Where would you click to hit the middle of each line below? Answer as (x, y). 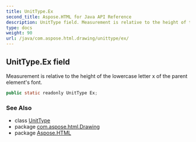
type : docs (19, 28)
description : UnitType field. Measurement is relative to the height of (96, 22)
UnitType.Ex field (38, 62)
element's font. (24, 82)
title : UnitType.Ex (30, 11)
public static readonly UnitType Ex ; (52, 93)
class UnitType (32, 120)
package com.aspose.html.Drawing (57, 126)
